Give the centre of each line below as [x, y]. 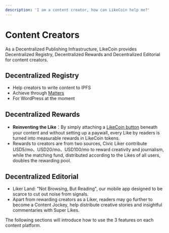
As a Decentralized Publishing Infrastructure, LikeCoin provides [71, 49]
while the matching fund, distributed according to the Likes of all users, [86, 155]
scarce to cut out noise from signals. [50, 194]
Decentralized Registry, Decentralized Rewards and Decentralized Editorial [83, 54]
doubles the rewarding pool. [42, 161]
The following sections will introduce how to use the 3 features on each [79, 220]
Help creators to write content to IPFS [52, 88]
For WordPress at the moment [44, 99]
